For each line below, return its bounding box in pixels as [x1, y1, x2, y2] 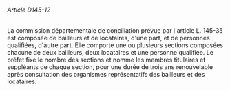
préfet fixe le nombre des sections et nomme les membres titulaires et [7, 55, 206, 64]
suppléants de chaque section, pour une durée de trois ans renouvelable [7, 63, 213, 71]
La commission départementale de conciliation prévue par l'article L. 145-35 [7, 27, 223, 35]
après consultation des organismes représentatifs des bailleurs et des [7, 70, 205, 79]
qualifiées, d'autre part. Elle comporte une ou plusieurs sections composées [7, 41, 224, 49]
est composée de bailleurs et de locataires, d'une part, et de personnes [7, 34, 210, 42]
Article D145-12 [7, 5, 51, 14]
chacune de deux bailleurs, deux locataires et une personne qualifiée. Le [7, 49, 213, 57]
